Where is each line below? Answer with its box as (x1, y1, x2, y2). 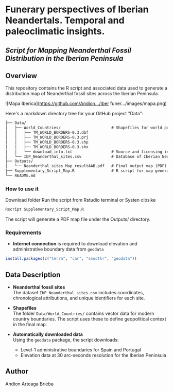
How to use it (5, 185, 39, 192)
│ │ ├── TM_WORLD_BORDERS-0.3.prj (5, 135, 89, 140)
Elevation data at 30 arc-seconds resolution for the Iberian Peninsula (20, 352, 166, 359)
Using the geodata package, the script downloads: (12, 337, 119, 343)
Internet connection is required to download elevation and (12, 241, 137, 247)
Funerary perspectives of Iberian (5, 4, 149, 15)
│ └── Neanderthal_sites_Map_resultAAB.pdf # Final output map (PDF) (5, 164, 167, 169)
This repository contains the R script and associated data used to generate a (5, 85, 168, 91)
